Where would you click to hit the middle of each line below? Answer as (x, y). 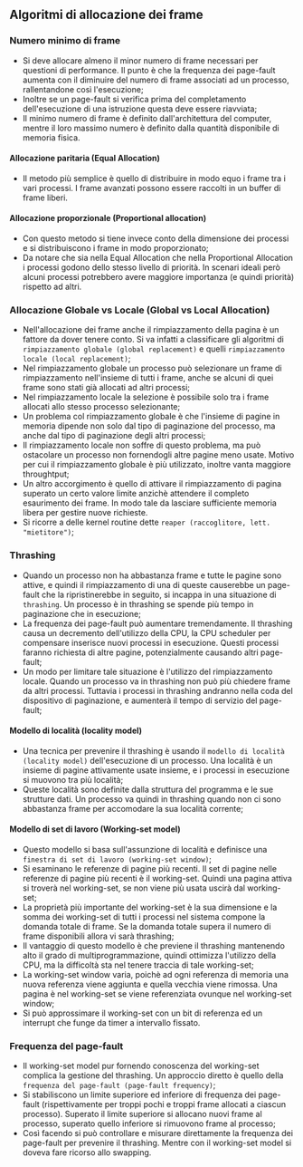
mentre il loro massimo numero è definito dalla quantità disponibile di (151, 128)
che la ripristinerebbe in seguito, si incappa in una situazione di (159, 594)
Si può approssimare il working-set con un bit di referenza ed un (142, 1013)
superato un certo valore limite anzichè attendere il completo (136, 494)
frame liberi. (45, 198)
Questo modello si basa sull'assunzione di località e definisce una (145, 850)
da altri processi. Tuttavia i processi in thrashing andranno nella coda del (158, 690)
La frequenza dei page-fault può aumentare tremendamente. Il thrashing (157, 623)
